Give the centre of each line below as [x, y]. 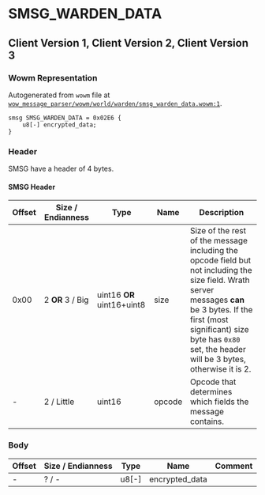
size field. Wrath [220, 280]
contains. [207, 421]
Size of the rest [218, 231]
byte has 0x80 [215, 339]
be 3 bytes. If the [221, 310]
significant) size [219, 330]
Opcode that [213, 382]
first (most [209, 319]
